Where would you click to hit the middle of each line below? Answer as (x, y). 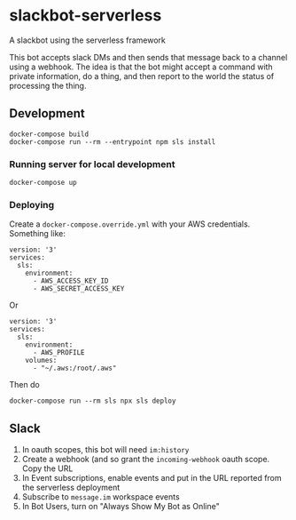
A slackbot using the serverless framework (88, 40)
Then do (24, 385)
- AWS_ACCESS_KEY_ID (70, 281)
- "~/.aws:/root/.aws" (74, 368)
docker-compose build (49, 134)
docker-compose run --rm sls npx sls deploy (93, 401)
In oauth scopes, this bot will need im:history (105, 450)
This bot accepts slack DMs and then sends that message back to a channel (148, 57)
